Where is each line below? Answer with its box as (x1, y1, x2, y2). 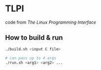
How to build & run (5, 34, 63, 42)
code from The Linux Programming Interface (5, 19, 97, 25)
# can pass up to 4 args (5, 55, 56, 61)
